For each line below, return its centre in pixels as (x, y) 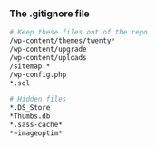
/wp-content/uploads (49, 57)
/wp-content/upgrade (49, 49)
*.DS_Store (30, 108)
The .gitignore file (50, 14)
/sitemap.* (30, 66)
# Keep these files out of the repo (78, 33)
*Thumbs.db (30, 116)
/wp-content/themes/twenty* (63, 41)
